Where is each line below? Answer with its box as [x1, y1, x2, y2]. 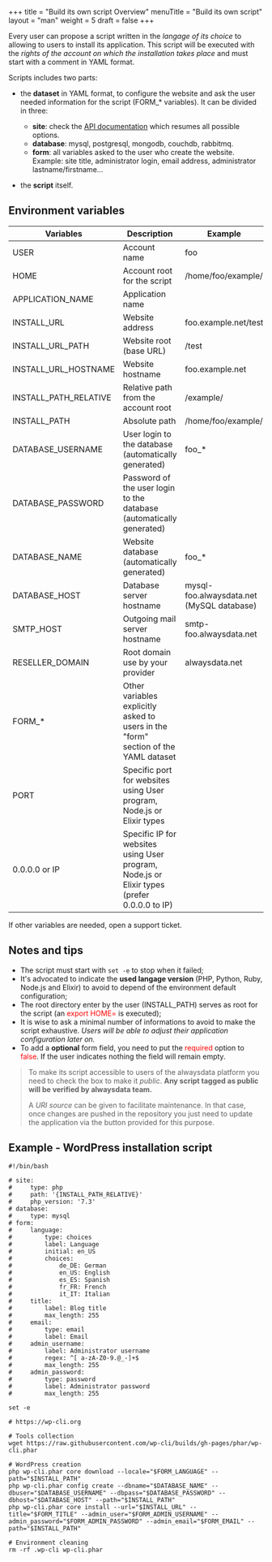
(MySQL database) [185, 600, 257, 611]
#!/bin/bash [8, 1163, 49, 1171]
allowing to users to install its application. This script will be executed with [8, 40, 255, 50]
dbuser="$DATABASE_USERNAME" [8, 1489, 107, 1497]
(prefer [122, 889, 150, 900]
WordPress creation [15, 1461, 82, 1469]
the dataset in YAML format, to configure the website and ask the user [19, 88, 256, 98]
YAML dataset [122, 751, 176, 762]
